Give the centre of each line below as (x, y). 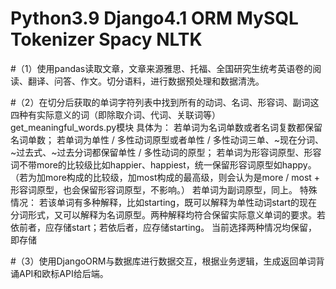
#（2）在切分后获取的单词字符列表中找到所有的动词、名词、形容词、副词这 (165, 102)
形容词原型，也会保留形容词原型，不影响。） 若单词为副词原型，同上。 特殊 (164, 189)
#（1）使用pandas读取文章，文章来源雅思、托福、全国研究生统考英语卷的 (161, 68)
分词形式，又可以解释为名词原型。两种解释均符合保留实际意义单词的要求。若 (168, 214)
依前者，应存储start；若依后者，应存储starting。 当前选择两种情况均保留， (164, 227)
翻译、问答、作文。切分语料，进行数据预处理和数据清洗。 (146, 81)
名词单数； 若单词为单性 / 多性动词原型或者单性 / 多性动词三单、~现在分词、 (167, 139)
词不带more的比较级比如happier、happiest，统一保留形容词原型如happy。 (163, 164)
